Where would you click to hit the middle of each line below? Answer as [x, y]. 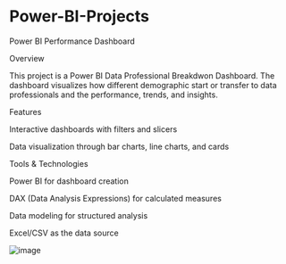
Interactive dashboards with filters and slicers [93, 129]
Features [25, 111]
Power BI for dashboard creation [69, 181]
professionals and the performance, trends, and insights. [114, 95]
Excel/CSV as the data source [64, 233]
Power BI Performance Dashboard [72, 41]
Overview [27, 58]
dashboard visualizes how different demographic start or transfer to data [143, 85]
